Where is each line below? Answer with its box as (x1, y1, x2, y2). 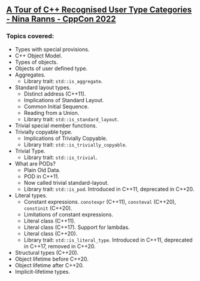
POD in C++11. (23, 173, 60, 180)
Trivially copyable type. (14, 128, 73, 135)
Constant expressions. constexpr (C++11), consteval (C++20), (23, 198, 177, 205)
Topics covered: (6, 32, 54, 41)
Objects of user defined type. (14, 65, 88, 72)
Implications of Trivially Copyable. (23, 135, 108, 142)
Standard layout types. (14, 84, 71, 91)
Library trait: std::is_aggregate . (23, 77, 103, 84)
